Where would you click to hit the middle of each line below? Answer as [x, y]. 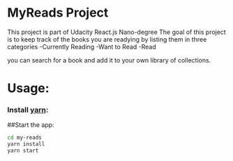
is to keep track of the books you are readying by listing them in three [107, 39]
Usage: [29, 88]
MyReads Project [58, 13]
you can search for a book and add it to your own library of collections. [109, 60]
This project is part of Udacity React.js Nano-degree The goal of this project [117, 32]
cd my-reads [24, 138]
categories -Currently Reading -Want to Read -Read [82, 46]
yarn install [26, 144]
